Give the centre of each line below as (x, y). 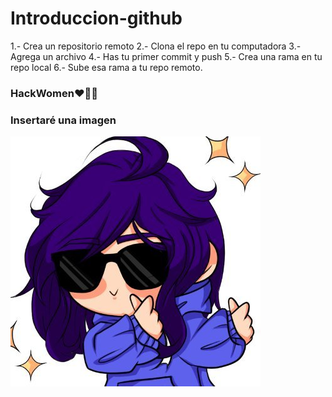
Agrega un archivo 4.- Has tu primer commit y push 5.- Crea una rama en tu (166, 56)
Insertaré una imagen (63, 120)
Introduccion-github (96, 18)
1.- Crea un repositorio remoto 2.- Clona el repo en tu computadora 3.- (156, 46)
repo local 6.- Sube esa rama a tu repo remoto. (106, 67)
